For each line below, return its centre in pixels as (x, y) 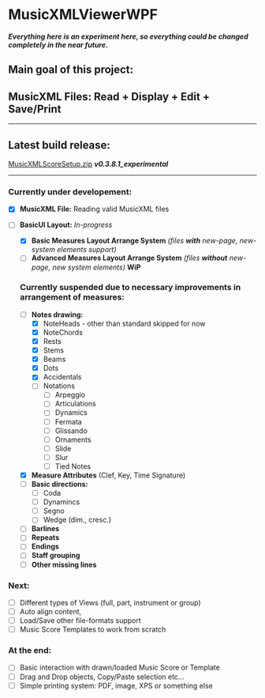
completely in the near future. (58, 44)
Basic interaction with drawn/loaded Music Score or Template (120, 668)
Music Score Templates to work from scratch (93, 629)
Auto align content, (50, 611)
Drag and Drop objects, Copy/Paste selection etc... (102, 677)
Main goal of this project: (71, 70)
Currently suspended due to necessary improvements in (130, 288)
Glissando (71, 430)
